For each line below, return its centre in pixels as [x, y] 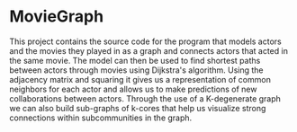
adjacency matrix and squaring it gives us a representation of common [140, 79]
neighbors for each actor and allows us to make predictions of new [133, 89]
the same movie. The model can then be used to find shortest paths [135, 60]
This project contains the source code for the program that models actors [145, 41]
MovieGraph [57, 17]
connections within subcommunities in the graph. [101, 118]
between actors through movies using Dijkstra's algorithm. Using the [136, 70]
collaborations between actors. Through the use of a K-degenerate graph [145, 98]
